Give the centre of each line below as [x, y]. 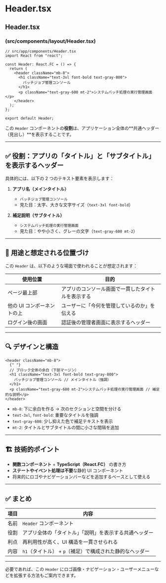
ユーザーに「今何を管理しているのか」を [108, 306]
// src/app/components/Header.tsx [41, 51]
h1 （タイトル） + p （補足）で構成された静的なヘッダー [86, 551]
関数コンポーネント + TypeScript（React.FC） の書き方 [69, 464]
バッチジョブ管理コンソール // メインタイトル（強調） [62, 380]
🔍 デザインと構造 [32, 347]
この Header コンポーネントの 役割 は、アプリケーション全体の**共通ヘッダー [82, 128]
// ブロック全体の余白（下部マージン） [44, 370]
